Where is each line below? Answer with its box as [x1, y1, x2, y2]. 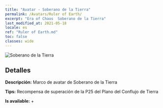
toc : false [5, 35, 27, 39]
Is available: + [5, 98, 34, 104]
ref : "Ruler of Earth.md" [5, 30, 58, 35]
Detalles [5, 66, 31, 74]
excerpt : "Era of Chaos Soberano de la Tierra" [5, 16, 106, 21]
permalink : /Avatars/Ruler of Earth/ [5, 12, 82, 17]
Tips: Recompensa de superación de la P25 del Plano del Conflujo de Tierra [5, 89, 159, 94]
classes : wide [5, 39, 34, 44]
